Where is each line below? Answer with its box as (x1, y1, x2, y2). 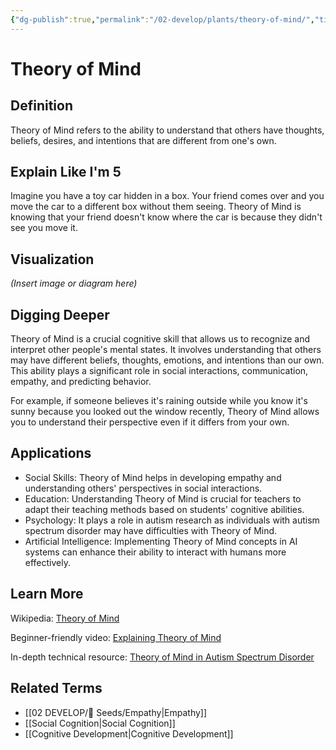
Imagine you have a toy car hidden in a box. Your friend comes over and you (10, 190, 325, 202)
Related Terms (10, 680, 103, 697)
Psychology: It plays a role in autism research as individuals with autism (24, 514, 320, 526)
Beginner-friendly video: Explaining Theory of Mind (10, 631, 222, 643)
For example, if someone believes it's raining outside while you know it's (10, 395, 308, 407)
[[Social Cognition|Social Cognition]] (24, 717, 176, 729)
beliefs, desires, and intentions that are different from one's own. (10, 134, 277, 146)
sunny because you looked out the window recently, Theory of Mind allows (10, 406, 320, 418)
